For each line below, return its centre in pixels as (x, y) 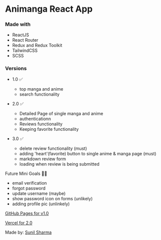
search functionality (40, 94)
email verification (30, 183)
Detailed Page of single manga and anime (61, 113)
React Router (25, 40)
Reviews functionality (41, 124)
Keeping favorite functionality (49, 129)
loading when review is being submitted (60, 164)
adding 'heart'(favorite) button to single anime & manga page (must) (88, 153)
